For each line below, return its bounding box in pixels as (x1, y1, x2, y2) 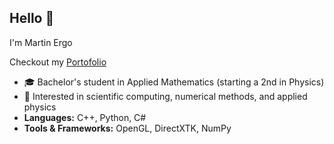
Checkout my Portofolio (9, 56, 107, 68)
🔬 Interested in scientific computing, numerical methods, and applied (23, 90, 308, 102)
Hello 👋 (9, 10, 55, 27)
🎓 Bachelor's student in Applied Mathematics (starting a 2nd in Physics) (23, 76, 325, 88)
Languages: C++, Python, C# (23, 111, 147, 123)
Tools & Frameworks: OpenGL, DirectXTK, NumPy (23, 122, 232, 134)
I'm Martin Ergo (9, 36, 73, 48)
